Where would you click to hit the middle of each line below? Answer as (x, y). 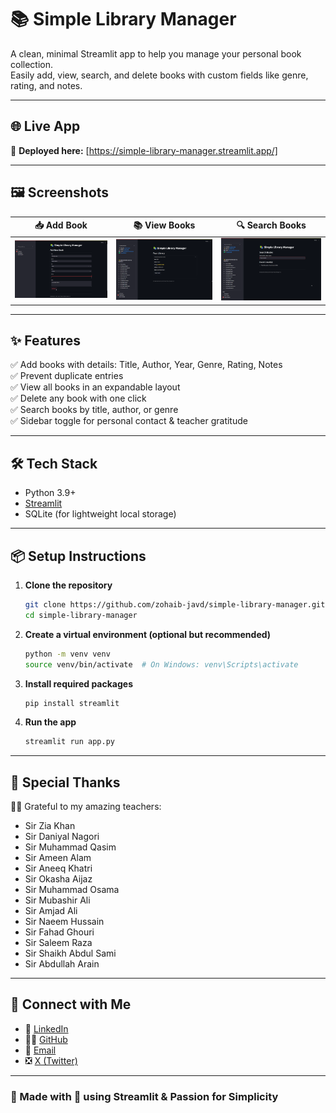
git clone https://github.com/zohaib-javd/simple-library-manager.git (175, 605)
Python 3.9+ (50, 493)
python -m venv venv (67, 654)
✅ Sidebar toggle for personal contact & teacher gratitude (129, 421)
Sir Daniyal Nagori (62, 837)
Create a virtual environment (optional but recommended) (148, 634)
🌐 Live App (45, 126)
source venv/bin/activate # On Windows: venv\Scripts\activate (161, 664)
